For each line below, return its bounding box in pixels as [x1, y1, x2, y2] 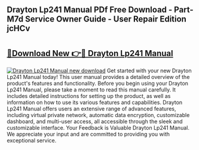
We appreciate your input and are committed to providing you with [7, 131, 170, 137]
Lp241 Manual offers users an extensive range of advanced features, [7, 105, 176, 112]
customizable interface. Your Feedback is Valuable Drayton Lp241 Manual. [7, 124, 190, 131]
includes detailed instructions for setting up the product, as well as [7, 93, 171, 99]
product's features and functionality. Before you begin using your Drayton [7, 80, 189, 87]
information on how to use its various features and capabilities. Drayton [7, 99, 183, 106]
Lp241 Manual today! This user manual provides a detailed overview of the [7, 74, 190, 80]
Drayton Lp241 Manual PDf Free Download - [7, 5, 173, 15]
